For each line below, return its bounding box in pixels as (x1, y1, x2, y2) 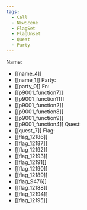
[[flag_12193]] (14, 152, 48, 159)
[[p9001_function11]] (14, 95, 65, 102)
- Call (11, 14, 28, 20)
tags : (6, 8, 20, 15)
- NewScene (11, 20, 38, 26)
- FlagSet (11, 25, 36, 32)
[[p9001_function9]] (14, 114, 64, 121)
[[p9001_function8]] (14, 108, 64, 115)
